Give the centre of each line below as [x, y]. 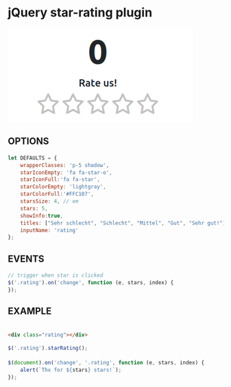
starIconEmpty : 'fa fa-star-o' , [66, 173]
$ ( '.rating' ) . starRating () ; [48, 348]
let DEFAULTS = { [33, 158]
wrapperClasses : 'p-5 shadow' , [65, 165]
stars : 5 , [34, 208]
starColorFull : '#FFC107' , [57, 194]
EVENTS [26, 259]
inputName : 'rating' [49, 230]
